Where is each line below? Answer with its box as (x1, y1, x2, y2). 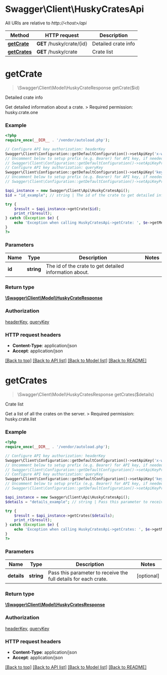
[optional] (136, 572, 160, 579)
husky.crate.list (5, 416, 36, 422)
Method (10, 31, 29, 38)
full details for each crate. (48, 575, 108, 582)
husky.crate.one (5, 109, 38, 115)
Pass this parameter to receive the (48, 569, 128, 576)
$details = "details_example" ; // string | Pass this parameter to (5, 499, 148, 504)
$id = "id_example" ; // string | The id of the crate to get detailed (5, 193, 155, 198)
